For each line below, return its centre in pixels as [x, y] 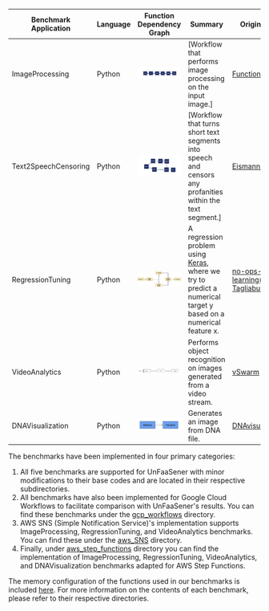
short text [204, 132]
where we [204, 271]
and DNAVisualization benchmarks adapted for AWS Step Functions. [132, 566]
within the [204, 200]
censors [201, 175]
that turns [204, 124]
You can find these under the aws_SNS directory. [101, 540]
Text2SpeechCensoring [51, 166]
